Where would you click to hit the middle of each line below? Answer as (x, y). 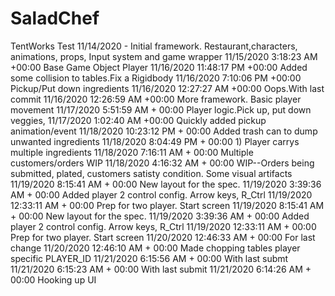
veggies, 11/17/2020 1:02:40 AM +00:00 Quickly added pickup (138, 120)
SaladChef (55, 18)
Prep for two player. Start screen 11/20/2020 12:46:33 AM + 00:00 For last (163, 237)
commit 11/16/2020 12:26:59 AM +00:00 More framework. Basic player (156, 99)
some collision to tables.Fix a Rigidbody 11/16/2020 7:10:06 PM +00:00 (156, 78)
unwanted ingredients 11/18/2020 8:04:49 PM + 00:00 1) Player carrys (155, 141)
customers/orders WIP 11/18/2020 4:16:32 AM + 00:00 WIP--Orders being (162, 163)
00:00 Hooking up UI (53, 279)
